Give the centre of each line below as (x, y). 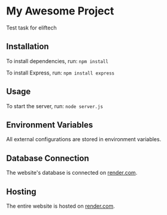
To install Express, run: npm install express (60, 73)
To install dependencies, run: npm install (57, 61)
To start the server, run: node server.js (55, 106)
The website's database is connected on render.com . (72, 173)
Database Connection (48, 158)
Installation (28, 47)
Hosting (22, 191)
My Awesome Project (60, 11)
